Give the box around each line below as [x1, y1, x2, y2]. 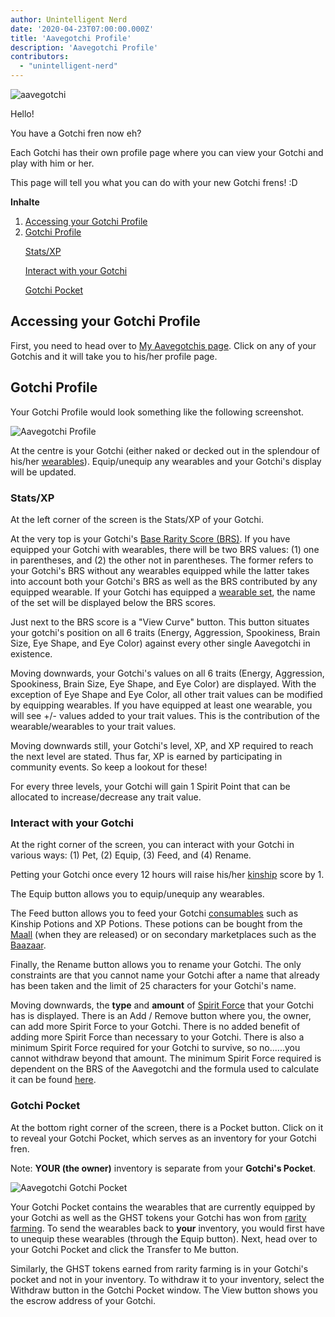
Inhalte [10, 196, 40, 208]
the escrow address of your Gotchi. [10, 1294, 156, 1306]
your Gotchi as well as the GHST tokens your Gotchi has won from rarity [10, 1211, 307, 1223]
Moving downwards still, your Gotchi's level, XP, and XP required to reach [10, 739, 314, 751]
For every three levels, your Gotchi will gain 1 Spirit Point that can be [10, 780, 291, 792]
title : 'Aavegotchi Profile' [10, 33, 132, 43]
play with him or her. [10, 157, 95, 169]
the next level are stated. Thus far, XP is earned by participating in [10, 750, 283, 762]
